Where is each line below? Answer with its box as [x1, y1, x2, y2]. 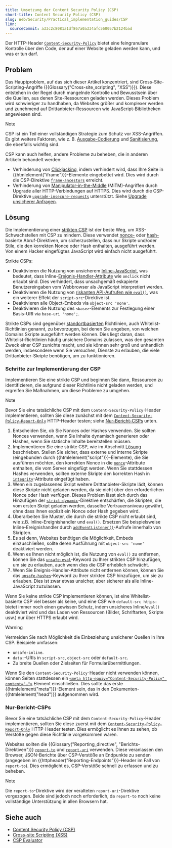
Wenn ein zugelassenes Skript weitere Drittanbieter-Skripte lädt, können [12, 481, 163, 488]
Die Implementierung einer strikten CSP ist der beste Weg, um [5, 226, 135, 232]
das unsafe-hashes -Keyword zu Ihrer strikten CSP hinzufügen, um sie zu [12, 573, 163, 579]
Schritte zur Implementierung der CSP [5, 365, 101, 372]
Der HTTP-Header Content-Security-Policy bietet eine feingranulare [5, 40, 149, 46]
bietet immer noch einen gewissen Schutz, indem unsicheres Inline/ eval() [5, 604, 160, 610]
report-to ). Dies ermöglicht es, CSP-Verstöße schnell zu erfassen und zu [5, 763, 158, 769]
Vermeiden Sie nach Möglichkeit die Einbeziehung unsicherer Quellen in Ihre [5, 634, 164, 640]
